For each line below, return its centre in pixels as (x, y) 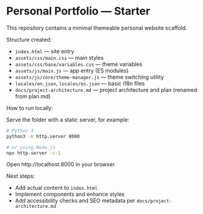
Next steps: (21, 176)
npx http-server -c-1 (34, 153)
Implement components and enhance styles (70, 194)
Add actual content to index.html (56, 188)
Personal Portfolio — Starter (78, 11)
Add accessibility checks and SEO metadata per (75, 201)
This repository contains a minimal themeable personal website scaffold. (97, 28)
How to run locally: (30, 108)
